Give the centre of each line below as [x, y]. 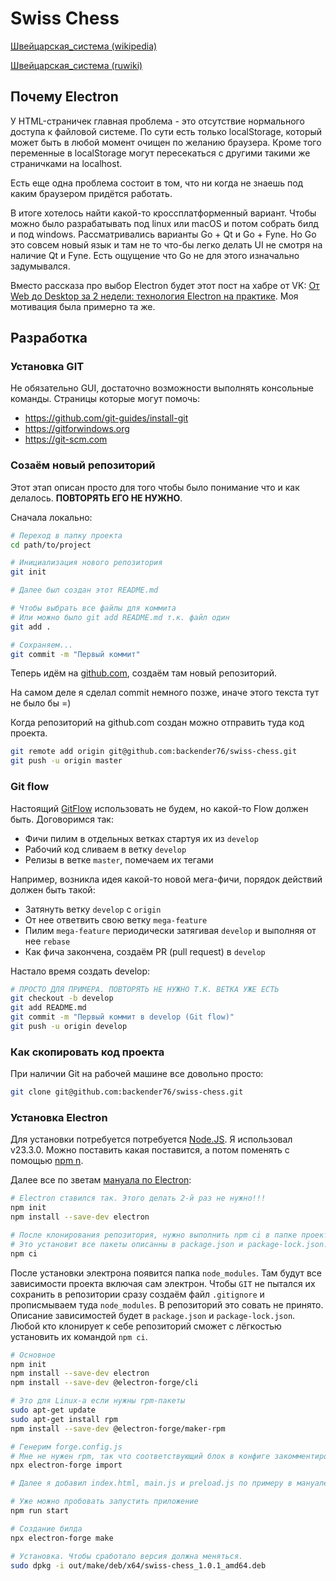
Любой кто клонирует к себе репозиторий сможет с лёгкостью [146, 1326]
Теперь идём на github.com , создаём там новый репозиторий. [143, 673]
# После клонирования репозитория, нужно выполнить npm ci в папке [154, 1235]
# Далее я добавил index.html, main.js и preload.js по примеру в [151, 1483]
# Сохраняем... [42, 645]
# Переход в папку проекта [66, 535]
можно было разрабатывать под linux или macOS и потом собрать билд [164, 223]
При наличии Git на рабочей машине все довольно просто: [137, 1074]
